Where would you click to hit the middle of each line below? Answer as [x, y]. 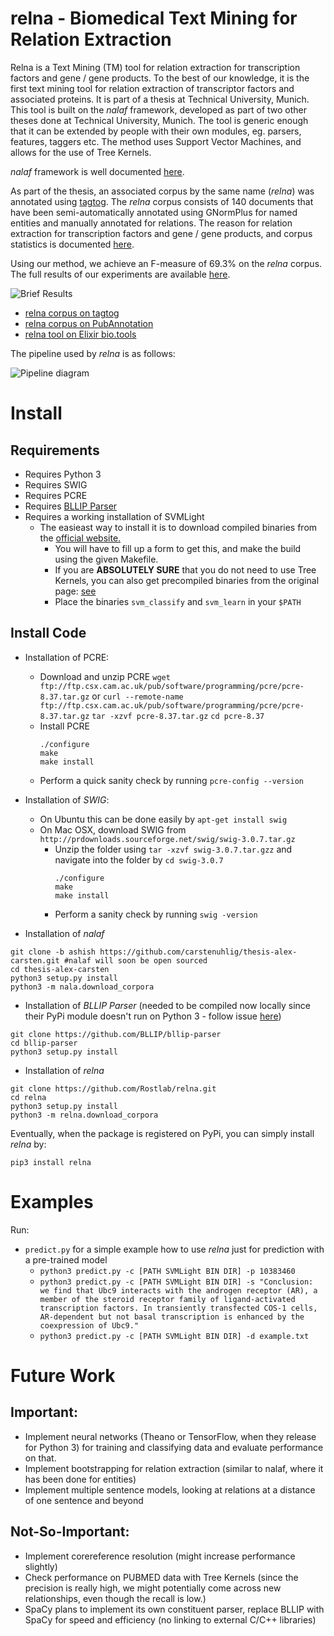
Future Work [63, 1375]
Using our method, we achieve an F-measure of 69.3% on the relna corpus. [166, 263]
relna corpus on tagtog [72, 313]
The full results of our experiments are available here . [120, 274]
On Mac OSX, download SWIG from [113, 829]
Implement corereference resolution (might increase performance [160, 1556]
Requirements [55, 450]
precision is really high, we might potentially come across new [153, 1588]
